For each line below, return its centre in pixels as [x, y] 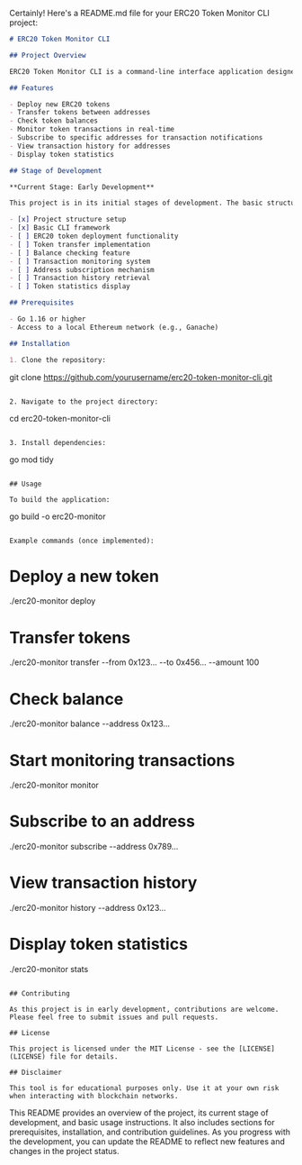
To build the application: [60, 499]
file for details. [84, 1057]
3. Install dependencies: [58, 442]
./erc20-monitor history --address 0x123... [88, 908]
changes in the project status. [64, 1151]
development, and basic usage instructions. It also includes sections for [142, 1123]
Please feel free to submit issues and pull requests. [114, 1017]
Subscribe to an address [102, 821]
